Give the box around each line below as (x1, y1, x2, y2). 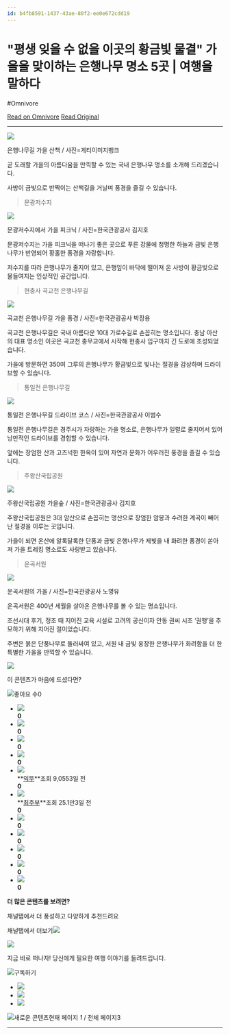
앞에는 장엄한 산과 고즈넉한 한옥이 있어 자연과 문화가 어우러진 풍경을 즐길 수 (7, 448, 208, 456)
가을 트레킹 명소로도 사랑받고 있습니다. (14, 545, 117, 553)
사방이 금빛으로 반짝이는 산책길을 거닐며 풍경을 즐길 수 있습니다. (7, 183, 177, 192)
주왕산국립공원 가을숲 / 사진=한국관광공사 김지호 (7, 498, 136, 507)
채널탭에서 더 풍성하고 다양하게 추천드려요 (7, 912, 119, 920)
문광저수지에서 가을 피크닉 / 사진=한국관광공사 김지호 (7, 226, 149, 234)
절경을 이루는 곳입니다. (14, 522, 75, 530)
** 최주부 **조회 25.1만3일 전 (16, 798, 92, 806)
